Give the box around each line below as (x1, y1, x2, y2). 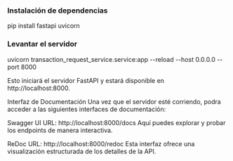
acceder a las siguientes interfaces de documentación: (7, 105, 166, 113)
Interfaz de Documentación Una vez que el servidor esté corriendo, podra (7, 97, 221, 105)
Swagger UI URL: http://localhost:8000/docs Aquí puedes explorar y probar (7, 118, 226, 127)
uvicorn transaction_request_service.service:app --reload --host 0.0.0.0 (7, 55, 215, 63)
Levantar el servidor (7, 39, 78, 49)
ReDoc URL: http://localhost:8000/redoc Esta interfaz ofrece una (7, 139, 195, 148)
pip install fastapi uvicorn (7, 22, 81, 30)
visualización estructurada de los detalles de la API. (7, 147, 157, 155)
